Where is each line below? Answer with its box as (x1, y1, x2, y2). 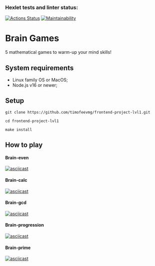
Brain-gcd (5, 200, 26, 206)
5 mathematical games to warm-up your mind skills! (5, 49, 112, 55)
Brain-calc (5, 177, 27, 183)
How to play (5, 141, 43, 149)
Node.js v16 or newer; (12, 82, 58, 88)
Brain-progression (5, 222, 44, 228)
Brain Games (5, 33, 59, 44)
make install (5, 127, 32, 132)
